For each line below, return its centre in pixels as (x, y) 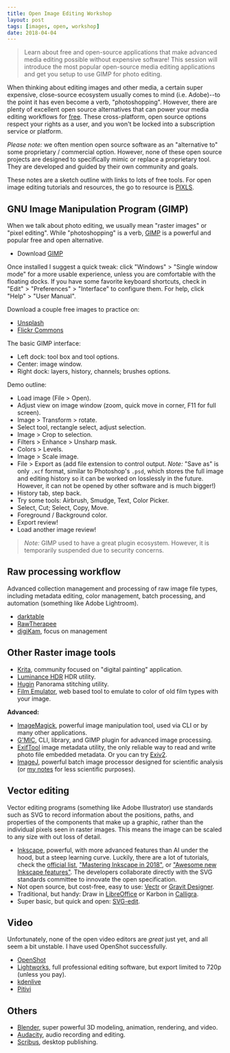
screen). (29, 413)
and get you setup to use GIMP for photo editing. (93, 74)
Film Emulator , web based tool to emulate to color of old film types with (117, 691)
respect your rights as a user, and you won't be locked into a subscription (111, 124)
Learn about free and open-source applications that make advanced (120, 52)
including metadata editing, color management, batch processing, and (106, 595)
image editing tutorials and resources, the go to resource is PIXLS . (101, 187)
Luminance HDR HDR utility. (56, 677)
